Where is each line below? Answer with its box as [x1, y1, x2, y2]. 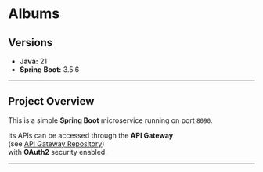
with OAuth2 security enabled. [8, 147, 107, 156]
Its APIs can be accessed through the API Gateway [8, 131, 174, 140]
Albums [8, 5, 60, 23]
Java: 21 [19, 56, 48, 66]
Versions [8, 36, 53, 49]
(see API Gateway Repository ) [8, 138, 105, 149]
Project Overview [8, 95, 95, 108]
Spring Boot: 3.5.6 [19, 65, 80, 74]
